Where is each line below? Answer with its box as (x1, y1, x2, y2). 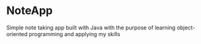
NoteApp (6, 4, 53, 18)
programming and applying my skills (28, 30, 121, 37)
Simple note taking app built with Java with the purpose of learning (6, 24, 176, 31)
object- (176, 24, 195, 31)
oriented (6, 30, 28, 37)
